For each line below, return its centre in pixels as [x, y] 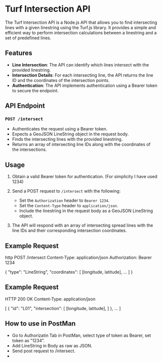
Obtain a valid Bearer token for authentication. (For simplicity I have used [85, 177]
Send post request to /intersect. [44, 351]
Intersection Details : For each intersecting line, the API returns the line [82, 75]
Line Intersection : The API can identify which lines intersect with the [80, 65]
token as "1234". [28, 340]
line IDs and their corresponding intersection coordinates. [69, 230]
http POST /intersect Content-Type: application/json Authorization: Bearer [79, 258]
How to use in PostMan [40, 324]
